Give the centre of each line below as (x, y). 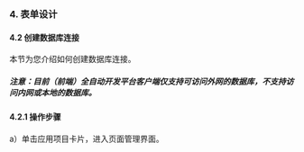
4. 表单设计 (33, 13)
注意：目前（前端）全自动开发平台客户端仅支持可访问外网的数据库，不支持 (147, 81)
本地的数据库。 (68, 93)
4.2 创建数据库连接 (44, 37)
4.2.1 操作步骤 (35, 117)
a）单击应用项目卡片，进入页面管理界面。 (87, 139)
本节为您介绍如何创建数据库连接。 (73, 59)
